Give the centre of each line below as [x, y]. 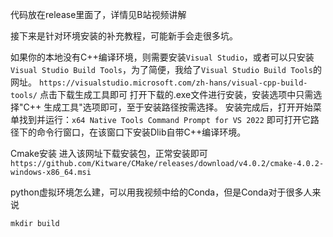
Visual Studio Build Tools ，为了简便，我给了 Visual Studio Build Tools [161, 69]
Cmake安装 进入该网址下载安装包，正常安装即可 [109, 153]
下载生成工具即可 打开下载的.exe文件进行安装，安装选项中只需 [185, 94]
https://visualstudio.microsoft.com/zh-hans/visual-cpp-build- [173, 83]
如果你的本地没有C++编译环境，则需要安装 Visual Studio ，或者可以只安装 [162, 57]
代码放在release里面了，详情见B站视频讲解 [98, 14]
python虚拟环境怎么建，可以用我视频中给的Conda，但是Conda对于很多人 [161, 192]
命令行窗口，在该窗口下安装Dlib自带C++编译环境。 [141, 132]
